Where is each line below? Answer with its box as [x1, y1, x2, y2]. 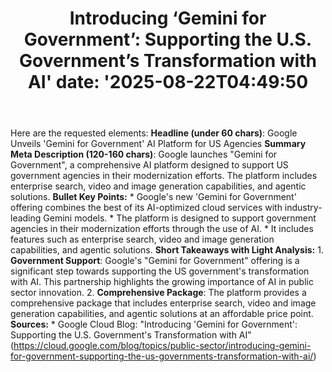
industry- [284, 202, 323, 214]
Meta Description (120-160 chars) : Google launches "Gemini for [10, 148, 278, 161]
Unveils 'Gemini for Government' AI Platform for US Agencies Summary [10, 138, 307, 150]
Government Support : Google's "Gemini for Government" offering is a [10, 255, 300, 267]
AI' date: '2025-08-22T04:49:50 [27, 71, 309, 94]
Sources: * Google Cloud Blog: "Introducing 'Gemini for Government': [10, 318, 298, 331]
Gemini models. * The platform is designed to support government [43, 212, 317, 224]
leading [10, 212, 42, 224]
